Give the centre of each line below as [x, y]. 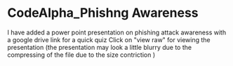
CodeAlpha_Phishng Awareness [103, 13]
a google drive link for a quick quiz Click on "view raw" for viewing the [109, 39]
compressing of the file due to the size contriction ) [81, 55]
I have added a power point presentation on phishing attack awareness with [117, 32]
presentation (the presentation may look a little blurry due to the [99, 47]
